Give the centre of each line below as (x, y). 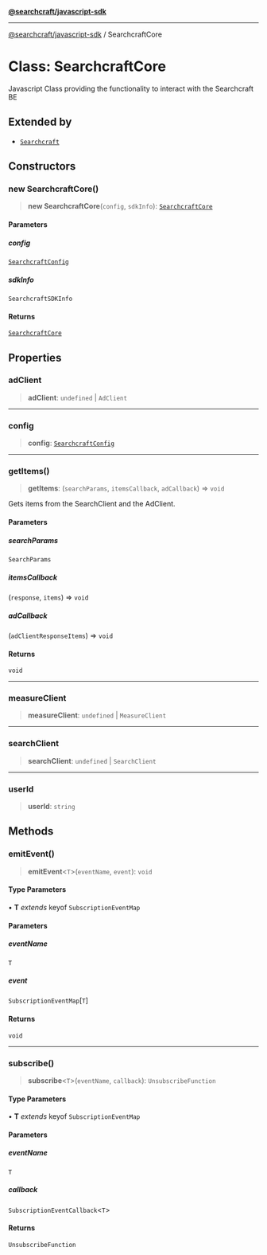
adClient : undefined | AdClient (77, 397)
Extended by (40, 122)
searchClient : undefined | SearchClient (92, 760)
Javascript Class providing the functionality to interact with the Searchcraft (131, 88)
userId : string (51, 807)
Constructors (42, 166)
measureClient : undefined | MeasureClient (97, 715)
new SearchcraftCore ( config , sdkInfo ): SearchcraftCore (120, 206)
